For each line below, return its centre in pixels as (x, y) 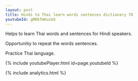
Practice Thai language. (30, 53)
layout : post (19, 10)
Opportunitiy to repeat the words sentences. (52, 44)
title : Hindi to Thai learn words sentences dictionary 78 (69, 15)
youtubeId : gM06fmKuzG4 (31, 19)
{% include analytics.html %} (36, 73)
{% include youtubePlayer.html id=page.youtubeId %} (62, 63)
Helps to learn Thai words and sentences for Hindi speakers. (69, 34)
